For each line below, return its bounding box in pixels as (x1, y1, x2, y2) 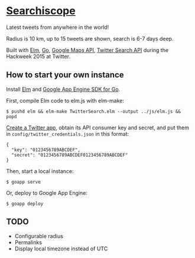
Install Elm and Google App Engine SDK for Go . (6, 86, 121, 93)
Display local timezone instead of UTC (14, 245, 108, 252)
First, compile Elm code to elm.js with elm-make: (6, 97, 124, 104)
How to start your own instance (6, 70, 124, 80)
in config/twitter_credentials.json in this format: (6, 130, 129, 137)
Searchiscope (6, 4, 76, 18)
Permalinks (14, 239, 43, 246)
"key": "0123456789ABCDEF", (11, 146, 81, 153)
